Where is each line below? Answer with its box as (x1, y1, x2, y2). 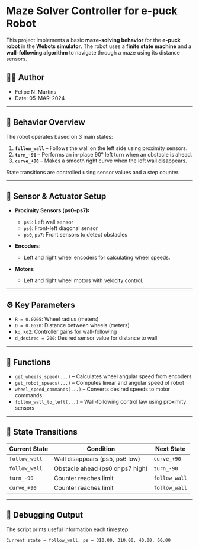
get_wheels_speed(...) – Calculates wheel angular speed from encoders (14, 373, 192, 380)
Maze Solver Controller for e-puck (6, 4, 178, 18)
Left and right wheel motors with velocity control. (23, 277, 144, 284)
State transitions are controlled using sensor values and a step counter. (6, 168, 180, 175)
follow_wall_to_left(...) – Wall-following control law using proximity (14, 398, 187, 405)
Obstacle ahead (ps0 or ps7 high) (54, 464, 148, 473)
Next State (155, 445, 186, 453)
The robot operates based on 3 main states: (6, 133, 113, 140)
